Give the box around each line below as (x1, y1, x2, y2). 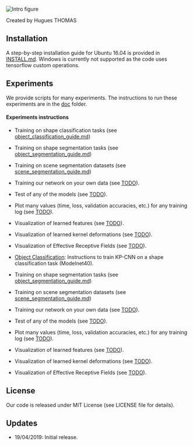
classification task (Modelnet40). (14, 260, 94, 267)
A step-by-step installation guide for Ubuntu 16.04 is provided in (6, 49, 160, 56)
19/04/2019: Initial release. (14, 434, 78, 441)
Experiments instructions (6, 114, 69, 121)
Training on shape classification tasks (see (14, 126, 118, 134)
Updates (6, 419, 38, 428)
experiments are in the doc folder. (6, 100, 87, 108)
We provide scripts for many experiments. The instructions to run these (6, 94, 177, 101)
